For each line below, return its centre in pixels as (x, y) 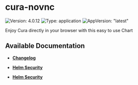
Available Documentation (45, 46)
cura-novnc (30, 7)
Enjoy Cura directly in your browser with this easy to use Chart (69, 30)
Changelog (24, 58)
